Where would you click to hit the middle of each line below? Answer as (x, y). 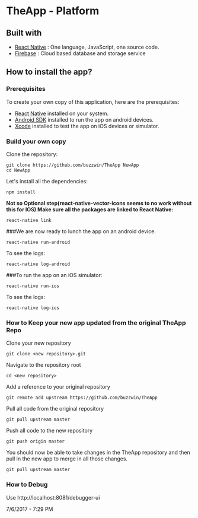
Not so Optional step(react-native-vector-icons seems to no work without (99, 203)
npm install (21, 192)
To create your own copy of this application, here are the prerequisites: (93, 101)
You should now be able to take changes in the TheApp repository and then (98, 453)
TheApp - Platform (53, 11)
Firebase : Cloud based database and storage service (80, 53)
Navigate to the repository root (44, 365)
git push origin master (36, 441)
